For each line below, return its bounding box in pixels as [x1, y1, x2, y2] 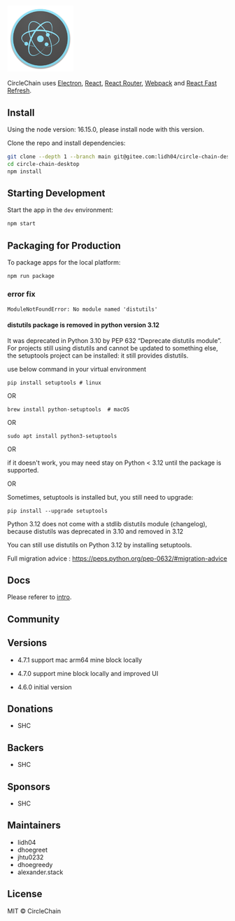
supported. [7, 465, 39, 474]
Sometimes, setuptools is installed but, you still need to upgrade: [7, 493, 194, 501]
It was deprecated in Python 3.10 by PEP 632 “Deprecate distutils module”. [7, 336, 222, 344]
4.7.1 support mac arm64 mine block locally [17, 656, 142, 664]
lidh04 [17, 838, 36, 846]
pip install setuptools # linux [7, 379, 101, 386]
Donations [7, 703, 54, 715]
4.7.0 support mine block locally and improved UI [17, 669, 159, 677]
